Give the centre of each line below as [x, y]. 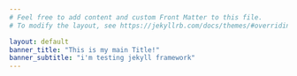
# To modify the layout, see [63, 26]
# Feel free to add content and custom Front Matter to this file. [136, 17]
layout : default [39, 42]
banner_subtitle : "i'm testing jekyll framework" [103, 58]
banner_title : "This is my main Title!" [85, 49]
